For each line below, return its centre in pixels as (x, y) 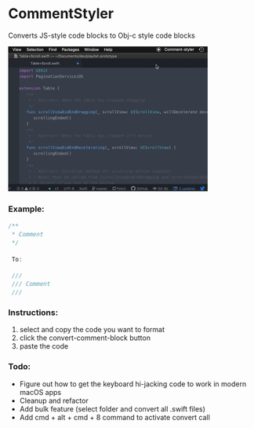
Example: (26, 209)
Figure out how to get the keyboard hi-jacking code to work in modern (133, 384)
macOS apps (40, 392)
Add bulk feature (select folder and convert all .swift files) (112, 408)
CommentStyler (61, 14)
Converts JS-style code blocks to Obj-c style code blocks (102, 35)
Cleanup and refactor (54, 401)
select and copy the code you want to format (92, 330)
